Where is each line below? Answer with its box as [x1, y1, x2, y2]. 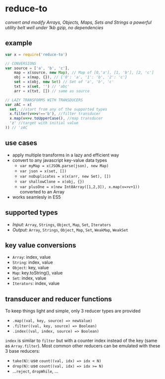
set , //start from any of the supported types [9, 107, 108, 112]
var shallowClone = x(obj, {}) [19, 179, 85, 184]
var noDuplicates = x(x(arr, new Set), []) [19, 174, 111, 179]
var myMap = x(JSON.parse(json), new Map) [19, 163, 109, 168]
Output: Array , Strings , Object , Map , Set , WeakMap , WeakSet [12, 227, 128, 233]
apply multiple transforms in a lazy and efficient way [12, 152, 119, 158]
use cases [5, 139, 38, 147]
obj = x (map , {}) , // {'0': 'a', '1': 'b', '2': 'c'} [14, 75, 127, 80]
